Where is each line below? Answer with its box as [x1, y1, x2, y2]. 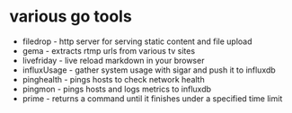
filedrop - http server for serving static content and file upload [22, 36, 253, 47]
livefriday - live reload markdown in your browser [22, 55, 205, 65]
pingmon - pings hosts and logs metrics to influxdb [22, 83, 212, 94]
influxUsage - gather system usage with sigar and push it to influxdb [22, 65, 276, 75]
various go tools [9, 6, 132, 27]
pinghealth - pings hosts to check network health [22, 74, 205, 84]
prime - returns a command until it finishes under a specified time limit [22, 92, 283, 104]
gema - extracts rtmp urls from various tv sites [22, 45, 196, 56]
